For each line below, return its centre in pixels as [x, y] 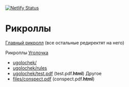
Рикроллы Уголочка [27, 52]
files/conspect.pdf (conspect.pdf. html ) [54, 79]
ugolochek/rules [30, 68]
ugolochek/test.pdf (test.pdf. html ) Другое [57, 73]
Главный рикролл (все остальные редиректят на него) [65, 42]
